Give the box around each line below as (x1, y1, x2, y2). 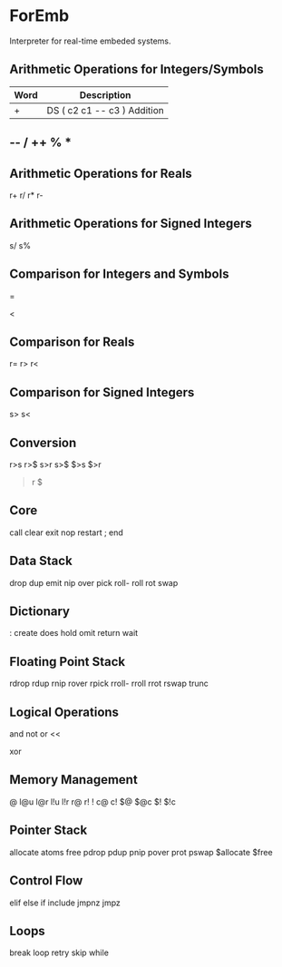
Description (79, 88, 131, 101)
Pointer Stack (9, 823, 88, 838)
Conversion (9, 435, 77, 450)
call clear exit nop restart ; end (9, 527, 124, 538)
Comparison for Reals (9, 334, 135, 349)
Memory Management (9, 772, 138, 787)
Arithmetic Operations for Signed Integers (9, 216, 252, 231)
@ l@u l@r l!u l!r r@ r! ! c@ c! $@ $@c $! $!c (9, 796, 177, 807)
